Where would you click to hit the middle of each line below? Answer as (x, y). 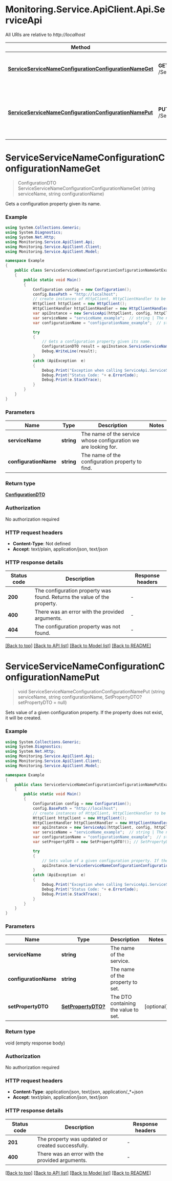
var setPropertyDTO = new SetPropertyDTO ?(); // (85, 842)
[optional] (156, 1006)
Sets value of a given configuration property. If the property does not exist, (84, 713)
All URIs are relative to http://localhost (45, 34)
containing (123, 1003)
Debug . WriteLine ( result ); (69, 351)
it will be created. (24, 718)
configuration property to (111, 462)
